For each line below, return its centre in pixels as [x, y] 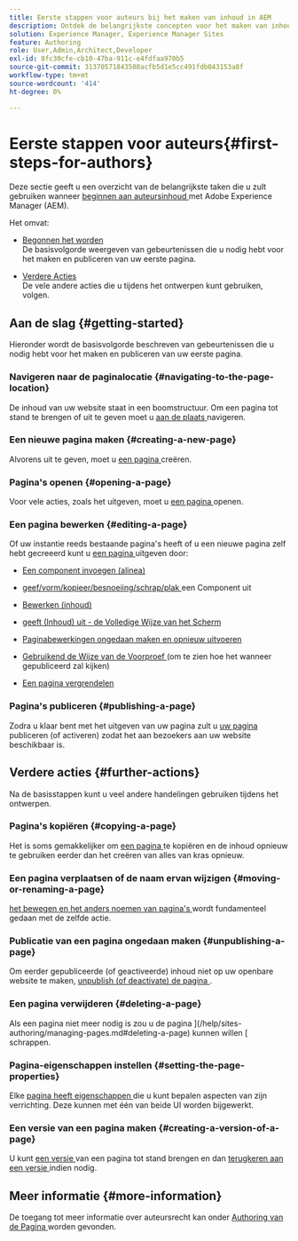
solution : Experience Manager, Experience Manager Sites [117, 34]
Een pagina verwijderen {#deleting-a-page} [106, 1004]
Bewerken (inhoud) [57, 605]
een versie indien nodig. [53, 1168]
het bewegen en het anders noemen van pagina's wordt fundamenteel [138, 909]
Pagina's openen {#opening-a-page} [90, 482]
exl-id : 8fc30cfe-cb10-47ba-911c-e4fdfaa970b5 [97, 59]
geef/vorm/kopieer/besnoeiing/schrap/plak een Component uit [137, 588]
